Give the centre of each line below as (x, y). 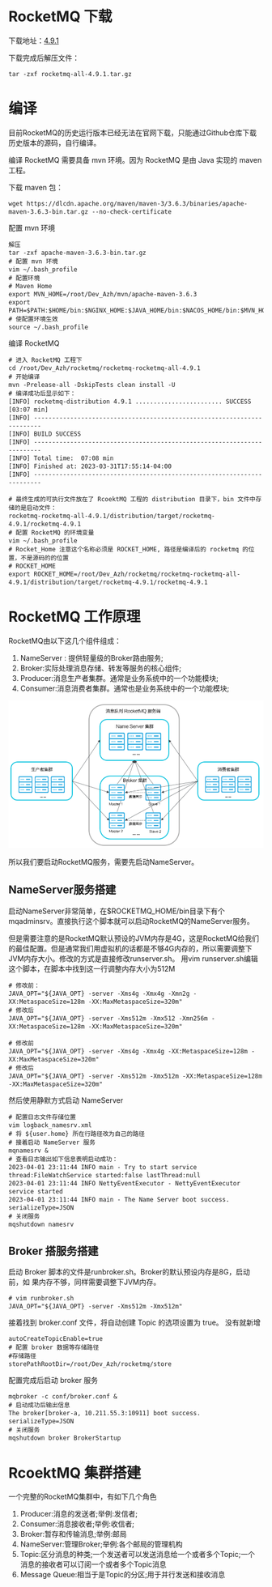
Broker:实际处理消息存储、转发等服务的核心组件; (101, 668)
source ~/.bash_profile (49, 327)
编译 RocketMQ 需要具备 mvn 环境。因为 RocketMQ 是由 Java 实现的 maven (135, 160)
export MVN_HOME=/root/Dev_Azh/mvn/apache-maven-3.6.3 (103, 294)
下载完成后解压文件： (44, 57)
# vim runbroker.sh (41, 1299)
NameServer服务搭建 (62, 890)
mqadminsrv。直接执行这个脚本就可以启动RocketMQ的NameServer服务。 (132, 921)
